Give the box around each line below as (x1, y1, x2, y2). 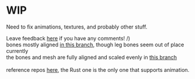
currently (6, 47, 28, 54)
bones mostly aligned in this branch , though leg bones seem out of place (6, 41, 184, 48)
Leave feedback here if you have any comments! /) (6, 34, 130, 42)
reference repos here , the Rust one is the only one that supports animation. (6, 66, 190, 73)
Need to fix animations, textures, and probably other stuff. (6, 23, 148, 30)
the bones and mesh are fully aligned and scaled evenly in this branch (6, 53, 177, 61)
